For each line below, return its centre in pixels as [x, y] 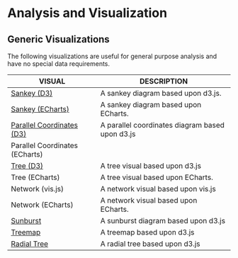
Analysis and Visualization [87, 13]
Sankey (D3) [32, 93]
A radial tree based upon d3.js [150, 244]
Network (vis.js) [38, 189]
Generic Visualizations [58, 39]
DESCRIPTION [164, 81]
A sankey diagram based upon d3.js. [161, 93]
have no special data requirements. [59, 64]
